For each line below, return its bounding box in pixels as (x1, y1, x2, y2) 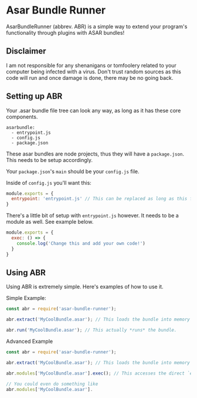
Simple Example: (6, 295, 47, 302)
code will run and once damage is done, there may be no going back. (6, 74, 174, 81)
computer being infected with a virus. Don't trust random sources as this (6, 68, 182, 75)
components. (6, 113, 38, 120)
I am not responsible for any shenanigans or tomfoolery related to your (6, 62, 177, 69)
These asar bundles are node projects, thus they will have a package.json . (6, 150, 185, 157)
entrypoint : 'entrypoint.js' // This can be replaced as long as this (11, 196, 188, 202)
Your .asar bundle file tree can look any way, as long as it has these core (6, 107, 181, 114)
